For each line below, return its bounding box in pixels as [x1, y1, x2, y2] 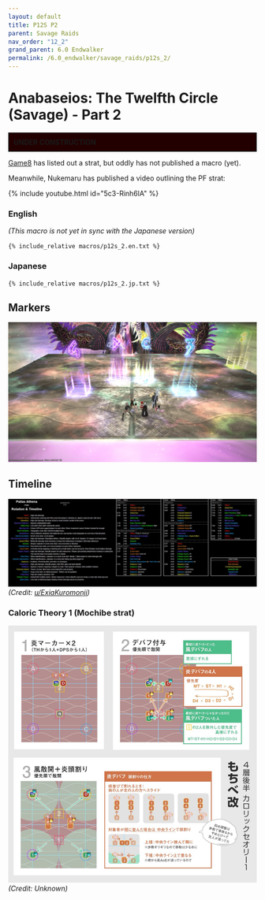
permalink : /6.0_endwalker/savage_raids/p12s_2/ [8, 54, 171, 62]
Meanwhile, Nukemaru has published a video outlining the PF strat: [8, 173, 226, 183]
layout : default [8, 13, 62, 20]
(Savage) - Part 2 [8, 106, 122, 124]
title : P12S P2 [8, 20, 58, 29]
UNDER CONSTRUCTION [13, 137, 96, 147]
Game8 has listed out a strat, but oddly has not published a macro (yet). [8, 158, 241, 167]
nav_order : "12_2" [8, 38, 69, 46]
